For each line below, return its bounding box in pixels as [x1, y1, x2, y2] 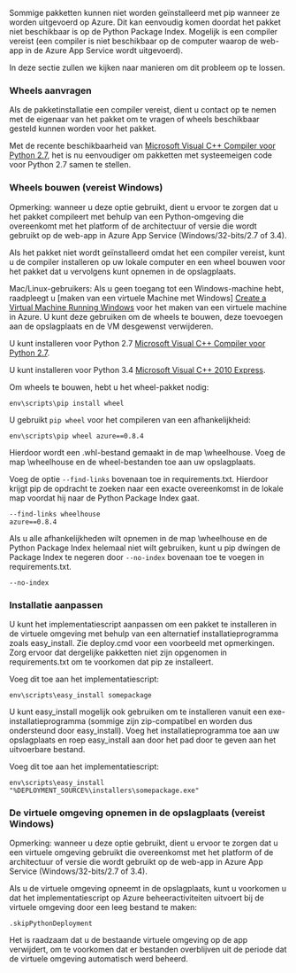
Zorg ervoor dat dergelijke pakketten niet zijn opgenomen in [9, 647, 228, 658]
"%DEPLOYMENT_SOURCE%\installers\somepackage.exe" [9, 786, 200, 795]
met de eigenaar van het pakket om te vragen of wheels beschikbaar [9, 114, 260, 125]
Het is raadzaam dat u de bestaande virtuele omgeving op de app [9, 935, 248, 946]
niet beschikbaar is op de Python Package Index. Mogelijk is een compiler [9, 27, 278, 36]
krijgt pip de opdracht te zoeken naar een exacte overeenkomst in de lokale [9, 483, 285, 494]
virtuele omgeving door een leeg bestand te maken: [9, 902, 197, 913]
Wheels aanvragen [9, 84, 93, 97]
